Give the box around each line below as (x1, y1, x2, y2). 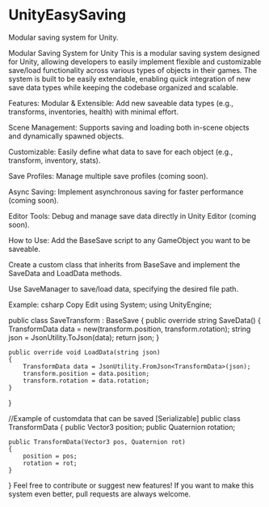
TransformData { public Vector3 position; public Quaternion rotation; (8, 422, 236, 432)
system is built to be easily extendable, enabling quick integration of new (8, 74, 251, 83)
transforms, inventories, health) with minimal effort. (8, 107, 179, 117)
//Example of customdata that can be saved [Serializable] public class (8, 413, 241, 423)
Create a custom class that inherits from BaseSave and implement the (8, 259, 241, 269)
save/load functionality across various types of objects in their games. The (8, 65, 257, 75)
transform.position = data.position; (23, 369, 150, 377)
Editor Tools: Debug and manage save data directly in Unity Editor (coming (8, 211, 257, 220)
